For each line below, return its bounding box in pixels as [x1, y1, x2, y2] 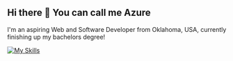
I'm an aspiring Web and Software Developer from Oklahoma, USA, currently [7, 25, 227, 33]
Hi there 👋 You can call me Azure [7, 7, 151, 19]
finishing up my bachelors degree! [7, 33, 106, 41]
